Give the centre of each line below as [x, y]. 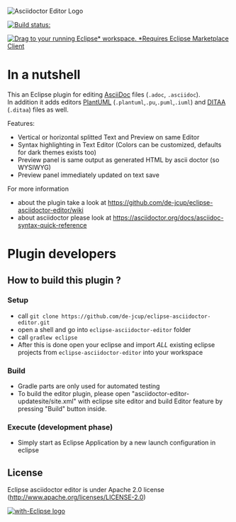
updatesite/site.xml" [47, 401]
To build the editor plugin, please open [74, 394]
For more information [38, 188]
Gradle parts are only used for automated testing [89, 386]
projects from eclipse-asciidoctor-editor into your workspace [110, 352]
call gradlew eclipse [47, 337]
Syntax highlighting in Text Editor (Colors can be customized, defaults [119, 144]
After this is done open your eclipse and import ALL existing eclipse [116, 344]
